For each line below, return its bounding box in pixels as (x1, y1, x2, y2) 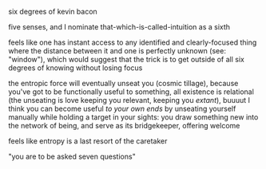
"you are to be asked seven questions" (8, 151, 136, 161)
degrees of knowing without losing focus (8, 63, 143, 73)
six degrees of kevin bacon (8, 7, 97, 16)
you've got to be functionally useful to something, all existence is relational (8, 87, 254, 96)
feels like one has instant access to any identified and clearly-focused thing (8, 37, 257, 47)
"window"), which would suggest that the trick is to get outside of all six (8, 55, 245, 64)
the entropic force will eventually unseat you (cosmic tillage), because (8, 79, 239, 88)
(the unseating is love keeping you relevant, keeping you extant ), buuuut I (8, 96, 250, 104)
